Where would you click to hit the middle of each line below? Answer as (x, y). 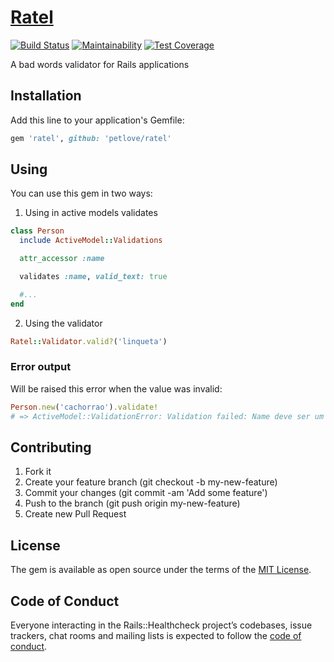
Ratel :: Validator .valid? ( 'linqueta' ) (89, 341)
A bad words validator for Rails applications (100, 64)
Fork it (38, 472)
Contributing (51, 447)
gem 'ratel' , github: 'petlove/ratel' (91, 138)
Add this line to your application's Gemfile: (97, 120)
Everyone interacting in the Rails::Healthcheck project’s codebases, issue (161, 625)
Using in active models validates (91, 213)
